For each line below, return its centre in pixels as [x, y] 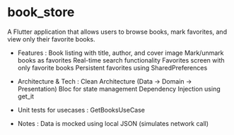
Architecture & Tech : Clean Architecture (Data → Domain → [105, 81]
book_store [41, 12]
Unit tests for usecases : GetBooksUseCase [81, 110]
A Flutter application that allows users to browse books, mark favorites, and [117, 32]
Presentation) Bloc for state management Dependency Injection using [119, 89]
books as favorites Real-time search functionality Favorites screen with [121, 60]
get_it [25, 96]
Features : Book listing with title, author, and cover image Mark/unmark [121, 53]
